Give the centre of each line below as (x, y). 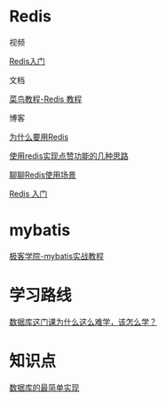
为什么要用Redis (39, 136)
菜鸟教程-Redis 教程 (46, 99)
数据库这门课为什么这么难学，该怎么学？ (83, 322)
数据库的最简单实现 (44, 387)
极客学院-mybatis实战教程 (57, 256)
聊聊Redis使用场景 (43, 175)
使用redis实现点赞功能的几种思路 (69, 155)
